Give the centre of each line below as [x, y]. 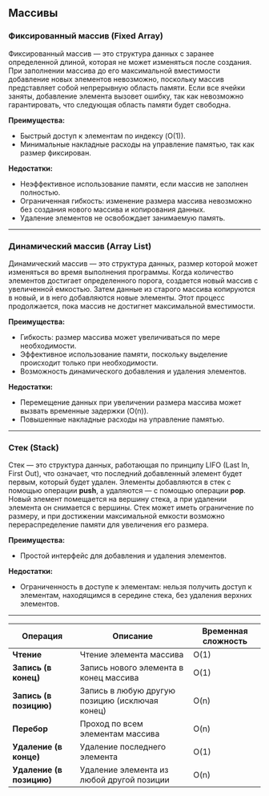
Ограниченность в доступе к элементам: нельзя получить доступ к [136, 587]
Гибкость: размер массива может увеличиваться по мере [120, 337]
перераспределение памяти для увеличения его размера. [109, 525]
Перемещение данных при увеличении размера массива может [130, 402]
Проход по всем [112, 724]
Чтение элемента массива [132, 655]
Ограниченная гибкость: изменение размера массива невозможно [136, 200]
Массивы [33, 13]
